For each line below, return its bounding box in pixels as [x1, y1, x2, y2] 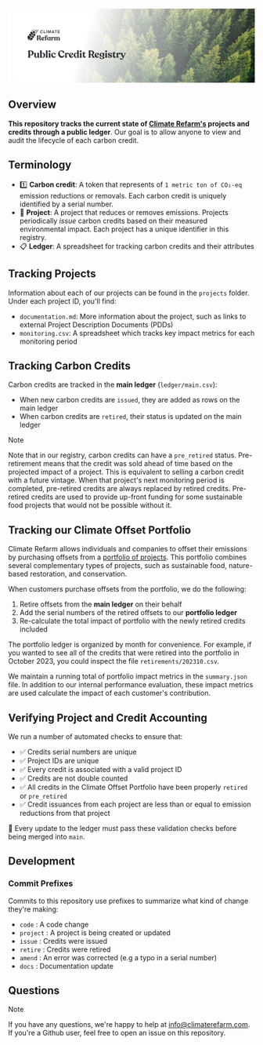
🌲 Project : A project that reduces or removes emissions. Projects [19, 207, 229, 217]
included [19, 624, 49, 634]
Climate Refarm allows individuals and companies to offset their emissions [8, 544, 248, 554]
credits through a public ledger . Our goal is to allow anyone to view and [8, 127, 241, 137]
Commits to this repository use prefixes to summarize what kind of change [8, 896, 249, 905]
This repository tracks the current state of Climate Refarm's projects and [8, 118, 250, 128]
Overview [8, 98, 57, 111]
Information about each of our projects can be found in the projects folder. [8, 288, 250, 297]
